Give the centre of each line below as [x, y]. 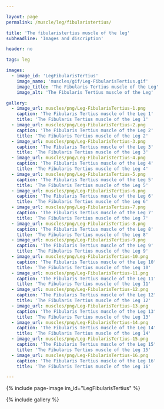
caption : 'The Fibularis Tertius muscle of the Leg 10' [87, 262]
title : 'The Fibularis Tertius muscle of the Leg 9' [83, 251]
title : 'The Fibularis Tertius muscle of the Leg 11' [84, 284]
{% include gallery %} [33, 400]
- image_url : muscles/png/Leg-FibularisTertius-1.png [78, 109]
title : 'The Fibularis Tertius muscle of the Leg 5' [83, 185]
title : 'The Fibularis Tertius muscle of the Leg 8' [83, 235]
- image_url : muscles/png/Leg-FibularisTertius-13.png [80, 306]
